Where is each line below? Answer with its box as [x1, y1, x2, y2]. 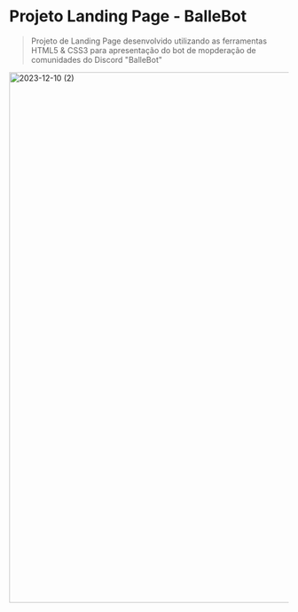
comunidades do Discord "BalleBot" [30, 54, 162, 65]
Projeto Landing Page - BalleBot [9, 6, 247, 27]
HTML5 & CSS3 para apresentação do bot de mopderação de [30, 44, 256, 55]
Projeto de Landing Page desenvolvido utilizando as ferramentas [30, 35, 268, 46]
